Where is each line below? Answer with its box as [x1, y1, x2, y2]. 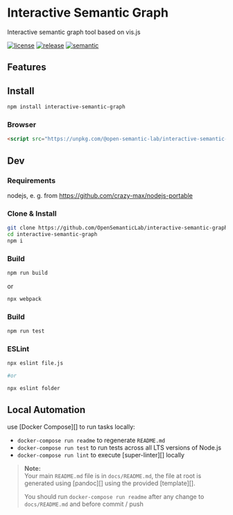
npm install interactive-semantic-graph [7, 103, 126, 110]
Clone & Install [7, 208, 57, 218]
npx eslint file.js [7, 360, 64, 367]
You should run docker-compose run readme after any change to [24, 492, 205, 500]
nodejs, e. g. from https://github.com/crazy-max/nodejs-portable [7, 191, 193, 199]
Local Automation [7, 404, 85, 416]
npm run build [7, 269, 49, 277]
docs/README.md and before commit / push [24, 500, 144, 508]
